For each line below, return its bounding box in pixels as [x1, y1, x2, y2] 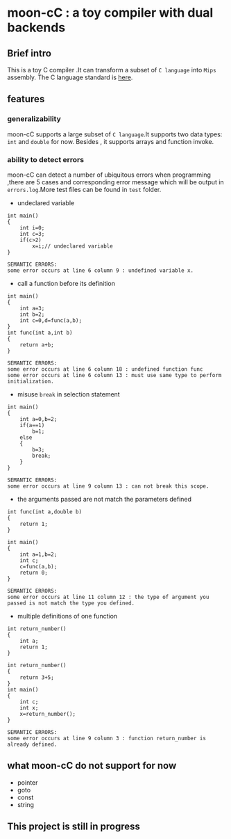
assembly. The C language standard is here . [7, 73, 133, 81]
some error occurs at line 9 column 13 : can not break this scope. [7, 482, 209, 490]
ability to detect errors [7, 154, 85, 164]
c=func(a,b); [19, 563, 58, 570]
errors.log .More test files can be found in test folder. [7, 185, 162, 193]
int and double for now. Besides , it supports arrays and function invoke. [7, 137, 214, 145]
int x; [19, 704, 39, 711]
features [7, 93, 45, 105]
